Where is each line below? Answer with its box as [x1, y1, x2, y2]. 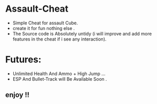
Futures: [5, 54, 42, 65]
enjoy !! [5, 91, 29, 99]
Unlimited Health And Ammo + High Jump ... [12, 71, 106, 77]
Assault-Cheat [5, 3, 69, 15]
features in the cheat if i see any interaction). [12, 36, 107, 42]
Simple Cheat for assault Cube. [12, 20, 78, 26]
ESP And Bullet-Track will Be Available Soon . [12, 76, 107, 82]
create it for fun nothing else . [12, 25, 75, 31]
